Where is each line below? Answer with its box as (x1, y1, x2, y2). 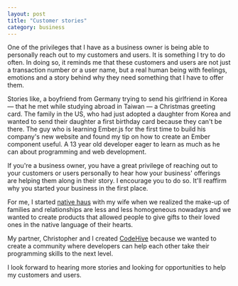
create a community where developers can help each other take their (7, 242, 210, 250)
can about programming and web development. (7, 147, 147, 157)
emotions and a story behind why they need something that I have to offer (7, 73, 224, 82)
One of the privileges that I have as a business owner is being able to (7, 43, 210, 52)
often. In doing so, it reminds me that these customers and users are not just (7, 58, 231, 67)
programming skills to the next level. (7, 250, 114, 258)
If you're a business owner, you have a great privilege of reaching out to (7, 161, 218, 170)
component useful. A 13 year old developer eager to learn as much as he (7, 140, 220, 149)
